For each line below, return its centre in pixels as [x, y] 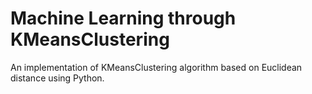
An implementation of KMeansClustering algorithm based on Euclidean [156, 67]
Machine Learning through [123, 18]
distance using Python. [57, 78]
